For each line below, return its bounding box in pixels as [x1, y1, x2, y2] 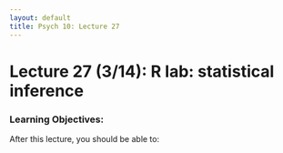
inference [9, 80, 85, 101]
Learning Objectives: [9, 113, 105, 126]
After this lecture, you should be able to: [9, 133, 160, 144]
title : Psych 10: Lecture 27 [9, 22, 120, 31]
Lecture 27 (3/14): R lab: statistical [9, 61, 275, 82]
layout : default [9, 13, 71, 23]
